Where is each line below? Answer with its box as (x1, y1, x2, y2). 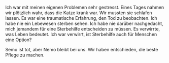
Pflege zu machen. (5, 52, 45, 58)
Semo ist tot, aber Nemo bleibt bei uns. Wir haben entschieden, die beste (5, 47, 158, 52)
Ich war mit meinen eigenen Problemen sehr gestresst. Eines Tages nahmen (5, 5, 164, 10)
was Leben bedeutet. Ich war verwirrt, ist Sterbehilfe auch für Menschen (5, 31, 157, 37)
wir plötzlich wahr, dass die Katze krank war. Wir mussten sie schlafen (5, 10, 152, 16)
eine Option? (5, 37, 32, 43)
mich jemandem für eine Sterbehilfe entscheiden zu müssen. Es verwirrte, (5, 26, 160, 32)
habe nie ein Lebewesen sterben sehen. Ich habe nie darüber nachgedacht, (5, 20, 163, 26)
